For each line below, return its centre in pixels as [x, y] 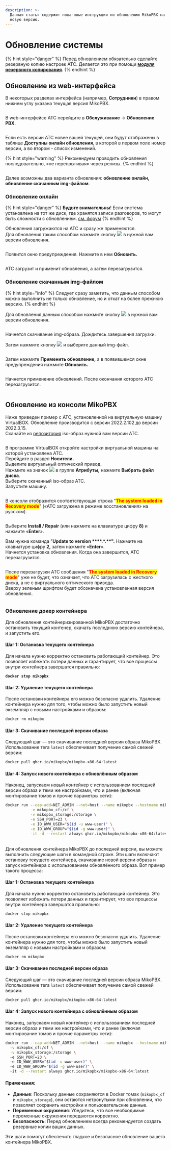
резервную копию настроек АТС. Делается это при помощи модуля [80, 64]
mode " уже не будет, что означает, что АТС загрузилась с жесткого [79, 577]
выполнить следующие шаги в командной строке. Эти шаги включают [82, 854]
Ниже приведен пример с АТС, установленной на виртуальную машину [84, 417]
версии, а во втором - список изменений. [51, 148]
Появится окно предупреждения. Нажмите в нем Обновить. [71, 254]
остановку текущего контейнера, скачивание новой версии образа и [81, 860]
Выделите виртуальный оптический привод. [53, 464]
